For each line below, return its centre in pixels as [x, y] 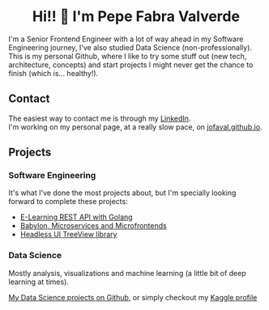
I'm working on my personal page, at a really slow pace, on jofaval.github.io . [135, 127]
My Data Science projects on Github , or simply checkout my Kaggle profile [133, 297]
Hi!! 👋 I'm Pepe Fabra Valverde [136, 17]
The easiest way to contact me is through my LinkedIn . [100, 118]
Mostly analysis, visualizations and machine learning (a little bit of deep [127, 273]
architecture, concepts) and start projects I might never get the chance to [131, 65]
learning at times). [38, 282]
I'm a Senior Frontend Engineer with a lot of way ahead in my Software [126, 39]
